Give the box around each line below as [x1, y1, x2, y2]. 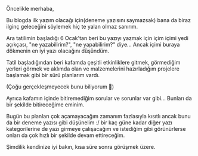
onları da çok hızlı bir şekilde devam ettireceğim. [6, 131, 125, 139]
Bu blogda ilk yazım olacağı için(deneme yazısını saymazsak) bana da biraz [6, 17, 191, 23]
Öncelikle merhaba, [6, 5, 54, 12]
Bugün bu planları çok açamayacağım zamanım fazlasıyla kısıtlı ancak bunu [6, 113, 191, 120]
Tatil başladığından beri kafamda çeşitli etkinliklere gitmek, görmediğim [6, 59, 181, 66]
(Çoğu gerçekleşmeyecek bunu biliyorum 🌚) [6, 83, 115, 90]
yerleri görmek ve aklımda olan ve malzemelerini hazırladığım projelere [6, 65, 180, 72]
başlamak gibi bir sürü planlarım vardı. [6, 72, 100, 78]
